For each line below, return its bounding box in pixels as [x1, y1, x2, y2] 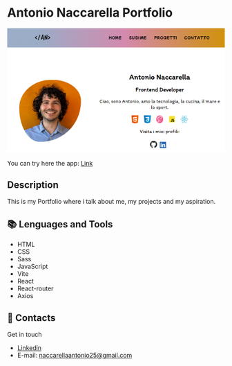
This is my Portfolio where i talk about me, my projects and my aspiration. [7, 198, 216, 206]
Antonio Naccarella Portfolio [7, 5, 173, 21]
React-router [17, 284, 54, 293]
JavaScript [17, 262, 48, 271]
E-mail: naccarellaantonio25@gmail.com [17, 351, 133, 360]
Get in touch [7, 331, 43, 339]
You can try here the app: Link [7, 159, 93, 167]
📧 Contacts [7, 312, 56, 324]
